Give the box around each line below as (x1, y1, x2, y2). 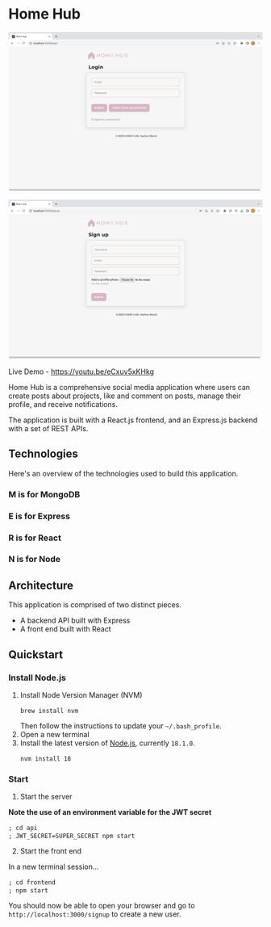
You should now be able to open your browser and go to (8, 901, 195, 911)
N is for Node (8, 554, 61, 565)
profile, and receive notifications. (8, 399, 119, 409)
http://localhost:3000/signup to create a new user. (8, 909, 181, 919)
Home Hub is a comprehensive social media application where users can (8, 382, 251, 392)
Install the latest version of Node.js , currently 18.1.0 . (19, 738, 195, 748)
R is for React (8, 532, 62, 543)
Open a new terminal (19, 729, 90, 739)
